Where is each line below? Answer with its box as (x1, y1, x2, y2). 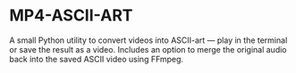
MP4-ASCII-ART (9, 5, 133, 26)
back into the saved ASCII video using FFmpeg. (9, 53, 184, 64)
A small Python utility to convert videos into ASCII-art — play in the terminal (9, 35, 288, 45)
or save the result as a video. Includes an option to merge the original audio (9, 44, 288, 54)
